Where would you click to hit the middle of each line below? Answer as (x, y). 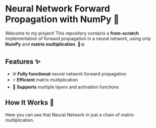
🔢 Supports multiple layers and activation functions (65, 87)
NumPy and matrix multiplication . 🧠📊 (45, 44)
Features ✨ (23, 62)
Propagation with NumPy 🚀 (62, 19)
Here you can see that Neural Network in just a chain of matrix (70, 114)
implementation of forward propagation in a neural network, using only (78, 38)
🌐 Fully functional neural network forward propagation (69, 73)
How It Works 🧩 (30, 103)
